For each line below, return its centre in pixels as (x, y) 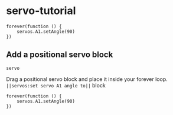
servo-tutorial (41, 11)
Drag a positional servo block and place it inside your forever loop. (87, 79)
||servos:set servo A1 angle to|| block (56, 85)
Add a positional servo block (60, 55)
